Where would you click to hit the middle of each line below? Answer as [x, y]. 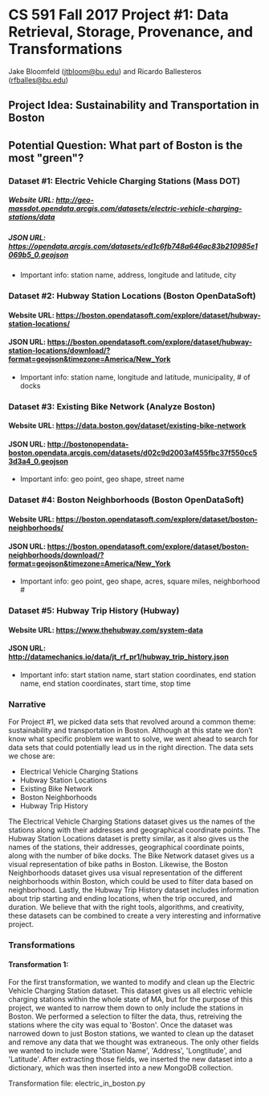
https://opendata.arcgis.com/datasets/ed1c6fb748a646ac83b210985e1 [133, 246]
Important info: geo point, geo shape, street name [102, 479]
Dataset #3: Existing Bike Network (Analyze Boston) [112, 406]
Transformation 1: [39, 964]
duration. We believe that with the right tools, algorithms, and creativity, [126, 907]
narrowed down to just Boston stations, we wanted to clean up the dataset [131, 1034]
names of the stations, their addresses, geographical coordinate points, [126, 847]
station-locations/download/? [59, 351]
